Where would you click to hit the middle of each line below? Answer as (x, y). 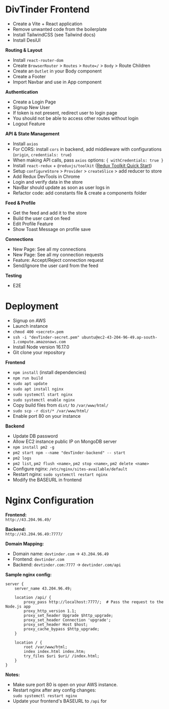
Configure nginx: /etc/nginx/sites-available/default (70, 469)
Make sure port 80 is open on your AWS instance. (65, 684)
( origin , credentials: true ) (42, 154)
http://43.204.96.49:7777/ (34, 534)
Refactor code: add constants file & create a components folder (80, 193)
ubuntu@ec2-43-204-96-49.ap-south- (120, 337)
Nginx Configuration (50, 501)
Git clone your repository (39, 352)
